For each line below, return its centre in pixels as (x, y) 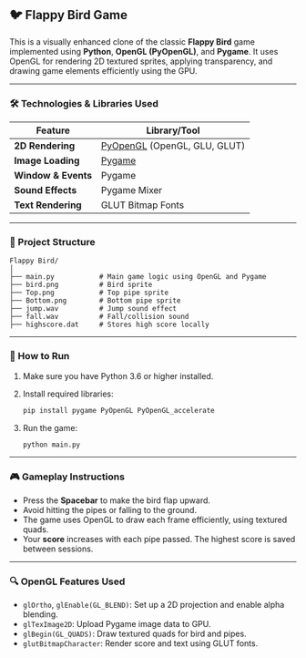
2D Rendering (45, 146)
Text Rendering (48, 205)
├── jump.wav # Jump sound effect (93, 309)
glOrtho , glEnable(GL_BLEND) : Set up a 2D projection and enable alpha (153, 605)
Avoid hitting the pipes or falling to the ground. (110, 509)
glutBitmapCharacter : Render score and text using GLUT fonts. (140, 643)
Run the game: (50, 427)
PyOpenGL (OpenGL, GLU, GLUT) (173, 146)
